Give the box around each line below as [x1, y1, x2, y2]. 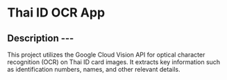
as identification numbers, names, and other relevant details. [7, 66, 180, 73]
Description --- [7, 32, 74, 44]
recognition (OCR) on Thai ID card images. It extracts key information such [7, 58, 221, 66]
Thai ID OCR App [7, 5, 106, 21]
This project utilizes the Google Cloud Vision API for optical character [7, 50, 205, 59]
